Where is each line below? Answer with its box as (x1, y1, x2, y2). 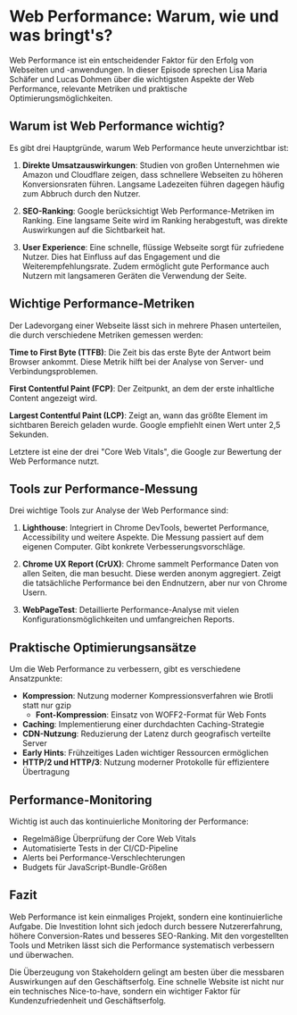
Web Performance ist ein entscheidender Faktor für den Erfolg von (9, 55, 254, 65)
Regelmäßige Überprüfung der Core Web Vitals (21, 834, 196, 843)
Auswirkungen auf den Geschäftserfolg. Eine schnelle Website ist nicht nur (9, 976, 285, 986)
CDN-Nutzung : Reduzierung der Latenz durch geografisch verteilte (21, 728, 271, 739)
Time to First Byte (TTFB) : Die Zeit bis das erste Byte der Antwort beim (9, 347, 272, 357)
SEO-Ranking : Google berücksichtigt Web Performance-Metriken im (21, 206, 275, 216)
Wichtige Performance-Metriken (9, 297, 194, 312)
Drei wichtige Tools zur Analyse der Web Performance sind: (9, 505, 229, 516)
